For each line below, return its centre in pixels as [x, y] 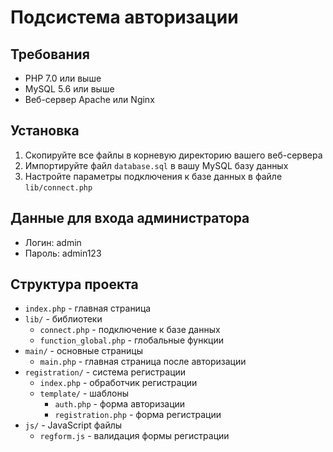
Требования [50, 54]
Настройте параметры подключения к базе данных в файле [153, 176]
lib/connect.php [58, 187]
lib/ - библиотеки [63, 319]
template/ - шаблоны [84, 393]
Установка [45, 131]
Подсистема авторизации [124, 17]
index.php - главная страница [88, 308]
